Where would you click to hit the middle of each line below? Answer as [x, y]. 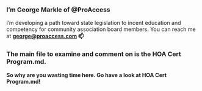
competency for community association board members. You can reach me [101, 29]
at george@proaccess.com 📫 [45, 36]
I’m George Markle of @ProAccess [59, 10]
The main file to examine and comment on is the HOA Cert [94, 54]
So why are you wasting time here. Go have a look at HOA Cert [86, 75]
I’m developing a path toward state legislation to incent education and [94, 23]
